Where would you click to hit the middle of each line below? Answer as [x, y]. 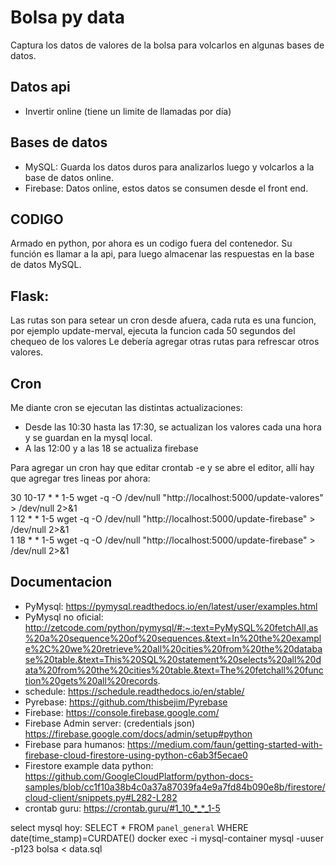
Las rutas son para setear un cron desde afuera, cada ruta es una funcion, [163, 320]
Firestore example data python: [89, 765]
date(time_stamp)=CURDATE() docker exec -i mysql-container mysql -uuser [167, 838]
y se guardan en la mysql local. [88, 437]
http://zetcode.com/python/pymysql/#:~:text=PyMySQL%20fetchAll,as [171, 627]
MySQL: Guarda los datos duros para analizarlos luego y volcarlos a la [169, 167]
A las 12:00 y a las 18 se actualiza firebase [111, 448]
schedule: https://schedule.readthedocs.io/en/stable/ [134, 691]
